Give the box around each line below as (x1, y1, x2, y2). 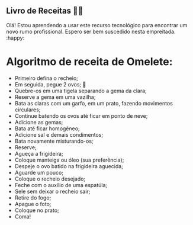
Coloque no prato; (14, 207, 59, 214)
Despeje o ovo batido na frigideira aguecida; (14, 162, 123, 169)
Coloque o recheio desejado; (14, 175, 86, 182)
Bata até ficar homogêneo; (14, 125, 80, 132)
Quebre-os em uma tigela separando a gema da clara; (14, 87, 147, 94)
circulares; (14, 106, 41, 113)
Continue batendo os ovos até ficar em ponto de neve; (14, 112, 148, 119)
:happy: (6, 34, 25, 41)
